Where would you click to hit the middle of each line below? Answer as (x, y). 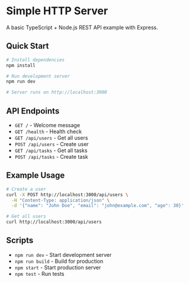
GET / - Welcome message (47, 125)
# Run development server (38, 76)
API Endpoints (33, 111)
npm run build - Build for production (59, 261)
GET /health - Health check (48, 131)
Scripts (20, 240)
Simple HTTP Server (57, 11)
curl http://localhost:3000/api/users (54, 222)
